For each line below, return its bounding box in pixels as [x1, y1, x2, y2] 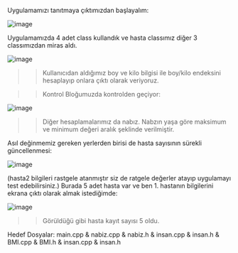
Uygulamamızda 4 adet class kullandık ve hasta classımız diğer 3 [7, 33, 198, 42]
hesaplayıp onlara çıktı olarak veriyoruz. [42, 76, 159, 85]
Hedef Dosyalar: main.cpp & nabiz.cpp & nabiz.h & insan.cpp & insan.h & [7, 230, 220, 239]
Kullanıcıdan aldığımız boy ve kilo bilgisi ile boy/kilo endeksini [42, 69, 222, 77]
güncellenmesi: [7, 146, 52, 155]
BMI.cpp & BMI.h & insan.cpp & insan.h [7, 238, 121, 246]
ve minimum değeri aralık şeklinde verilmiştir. [42, 125, 175, 134]
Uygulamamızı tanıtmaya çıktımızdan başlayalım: [7, 6, 149, 14]
